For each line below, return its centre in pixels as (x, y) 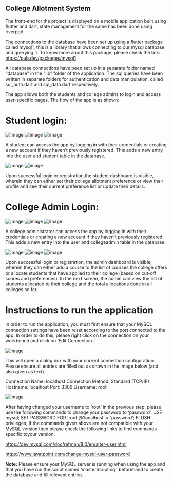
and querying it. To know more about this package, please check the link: (83, 52)
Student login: (36, 121)
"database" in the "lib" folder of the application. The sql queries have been (84, 73)
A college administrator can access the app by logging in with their (76, 231)
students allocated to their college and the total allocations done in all (79, 284)
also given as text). (25, 371)
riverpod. (15, 32)
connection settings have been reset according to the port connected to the (85, 330)
